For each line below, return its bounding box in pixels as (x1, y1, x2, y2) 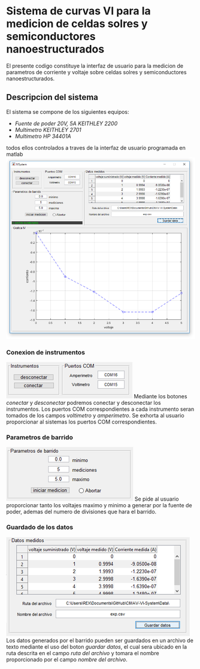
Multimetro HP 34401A (14, 132, 71, 140)
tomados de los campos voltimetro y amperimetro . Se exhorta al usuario (6, 411, 184, 419)
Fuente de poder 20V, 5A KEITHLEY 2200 (14, 120, 118, 127)
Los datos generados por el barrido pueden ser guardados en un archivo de (6, 637, 193, 644)
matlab (6, 150, 23, 158)
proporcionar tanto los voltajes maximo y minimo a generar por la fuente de (6, 502, 193, 509)
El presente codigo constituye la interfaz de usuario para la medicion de (6, 62, 184, 69)
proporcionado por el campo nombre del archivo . (6, 656, 128, 663)
